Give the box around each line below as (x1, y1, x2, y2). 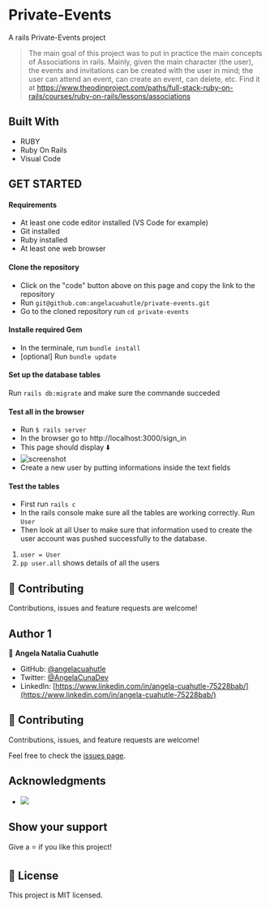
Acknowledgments (8, 774, 107, 788)
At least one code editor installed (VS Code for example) (19, 217, 209, 228)
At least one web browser (19, 243, 106, 253)
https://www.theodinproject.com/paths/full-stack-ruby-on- (36, 83, 234, 93)
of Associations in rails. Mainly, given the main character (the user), (28, 57, 254, 67)
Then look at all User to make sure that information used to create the (19, 525, 253, 535)
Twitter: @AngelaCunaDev (19, 672, 109, 682)
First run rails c (19, 499, 76, 509)
